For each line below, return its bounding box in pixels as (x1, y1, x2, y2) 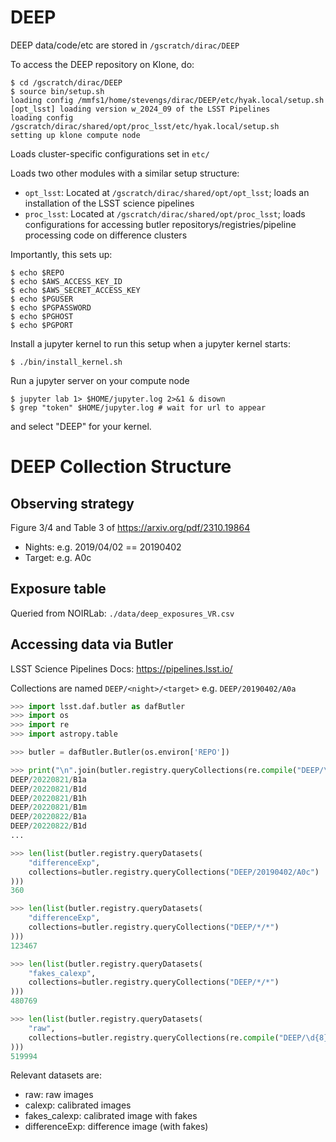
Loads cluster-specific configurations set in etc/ (10, 147, 210, 160)
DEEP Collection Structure (10, 456, 232, 478)
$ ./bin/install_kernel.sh (10, 357, 123, 367)
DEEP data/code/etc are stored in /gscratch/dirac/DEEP (10, 39, 240, 51)
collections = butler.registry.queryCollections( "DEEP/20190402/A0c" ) (28, 867, 320, 877)
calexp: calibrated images (24, 1099, 132, 1111)
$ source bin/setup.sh (10, 86, 105, 96)
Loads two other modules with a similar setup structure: (10, 167, 240, 179)
